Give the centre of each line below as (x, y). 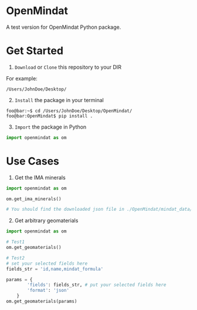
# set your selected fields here (47, 263)
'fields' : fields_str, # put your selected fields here (97, 285)
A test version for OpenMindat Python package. (64, 27)
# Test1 (16, 242)
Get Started (35, 51)
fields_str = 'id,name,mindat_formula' (55, 269)
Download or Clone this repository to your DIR (68, 67)
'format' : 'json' (48, 291)
